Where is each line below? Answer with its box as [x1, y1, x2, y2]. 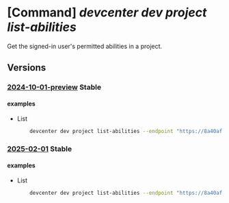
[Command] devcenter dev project [7, 5, 207, 21]
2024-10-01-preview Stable [7, 82, 101, 92]
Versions [7, 62, 46, 73]
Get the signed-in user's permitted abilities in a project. [7, 42, 163, 50]
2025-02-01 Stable [7, 144, 72, 154]
